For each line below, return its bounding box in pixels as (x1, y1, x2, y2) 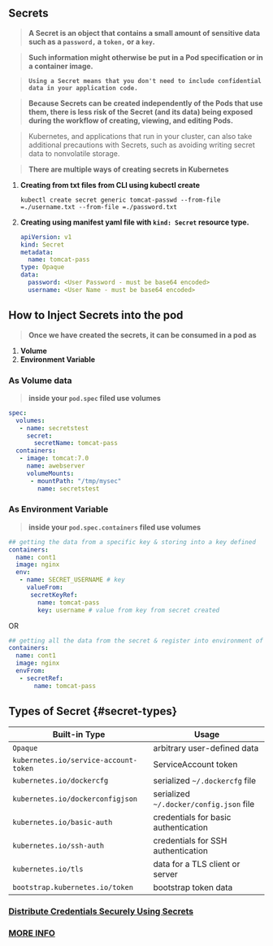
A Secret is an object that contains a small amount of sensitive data (28, 28, 261, 37)
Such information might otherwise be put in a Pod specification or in (28, 52, 264, 62)
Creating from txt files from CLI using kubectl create (19, 180, 201, 190)
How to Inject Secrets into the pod (8, 308, 184, 322)
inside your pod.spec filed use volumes (28, 393, 161, 403)
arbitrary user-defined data (153, 742, 259, 753)
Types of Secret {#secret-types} (8, 704, 177, 718)
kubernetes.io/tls (12, 864, 84, 874)
